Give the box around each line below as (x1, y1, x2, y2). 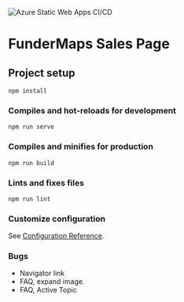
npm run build (8, 159, 55, 167)
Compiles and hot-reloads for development (8, 105, 177, 116)
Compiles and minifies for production (8, 142, 153, 153)
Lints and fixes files (8, 177, 85, 188)
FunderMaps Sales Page (8, 35, 171, 53)
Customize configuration (8, 213, 106, 224)
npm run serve (8, 123, 55, 131)
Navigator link (19, 268, 65, 278)
